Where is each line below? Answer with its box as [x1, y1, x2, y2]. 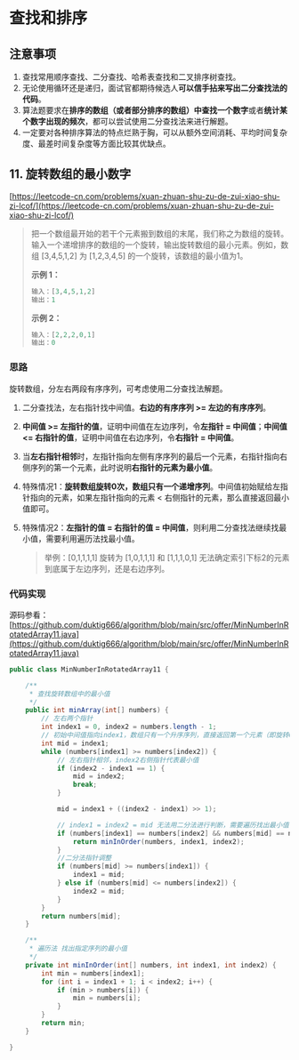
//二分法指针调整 [56, 854, 112, 863]
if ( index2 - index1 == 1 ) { [56, 764, 166, 773]
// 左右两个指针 [41, 714, 93, 723]
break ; [72, 780, 98, 790]
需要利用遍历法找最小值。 [45, 533, 140, 543]
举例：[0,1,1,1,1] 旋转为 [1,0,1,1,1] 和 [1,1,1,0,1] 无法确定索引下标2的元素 [44, 552, 290, 563]
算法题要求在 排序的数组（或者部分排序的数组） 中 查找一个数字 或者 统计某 [21, 105, 287, 116]
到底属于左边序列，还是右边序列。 [44, 563, 170, 574]
